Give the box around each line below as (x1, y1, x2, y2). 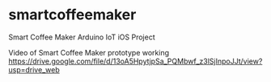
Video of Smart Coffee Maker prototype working (8, 47, 170, 57)
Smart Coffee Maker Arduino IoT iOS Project (8, 32, 155, 42)
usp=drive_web (8, 64, 60, 74)
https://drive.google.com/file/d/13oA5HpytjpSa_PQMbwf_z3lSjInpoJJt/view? (8, 56, 263, 66)
